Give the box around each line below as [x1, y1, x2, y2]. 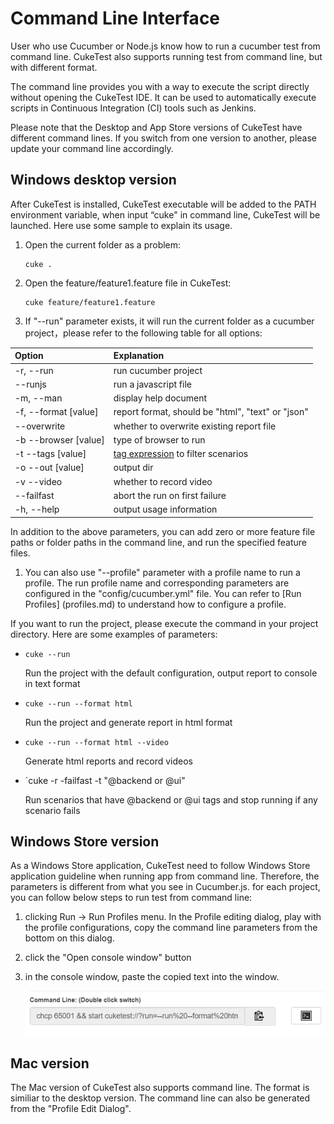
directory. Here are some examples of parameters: [10, 628, 218, 640]
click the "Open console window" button [24, 952, 192, 964]
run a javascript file [113, 378, 192, 390]
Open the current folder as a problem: [24, 238, 182, 251]
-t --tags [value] [14, 448, 87, 459]
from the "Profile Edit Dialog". [10, 1103, 132, 1115]
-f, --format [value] [14, 406, 99, 418]
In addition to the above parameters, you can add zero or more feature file [10, 525, 316, 537]
